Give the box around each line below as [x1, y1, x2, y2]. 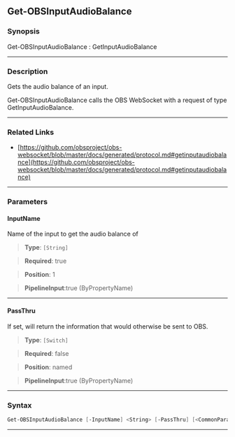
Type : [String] [24, 243, 69, 252]
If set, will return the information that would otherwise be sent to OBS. [7, 322, 208, 331]
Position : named [24, 363, 73, 371]
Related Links [7, 127, 55, 137]
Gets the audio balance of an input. [7, 82, 108, 90]
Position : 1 [24, 271, 55, 279]
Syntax [7, 400, 32, 410]
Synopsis [7, 27, 40, 36]
